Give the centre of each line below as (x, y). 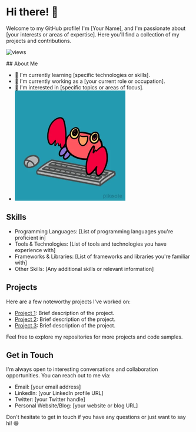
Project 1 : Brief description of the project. (64, 313)
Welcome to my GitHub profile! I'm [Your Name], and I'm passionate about (96, 28)
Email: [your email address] (48, 387)
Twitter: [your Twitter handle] (50, 400)
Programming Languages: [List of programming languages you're (94, 231)
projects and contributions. (39, 41)
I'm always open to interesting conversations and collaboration (82, 369)
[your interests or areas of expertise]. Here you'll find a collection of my (93, 34)
